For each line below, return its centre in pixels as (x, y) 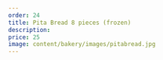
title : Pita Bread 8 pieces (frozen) (70, 23)
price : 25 (24, 37)
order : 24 (24, 15)
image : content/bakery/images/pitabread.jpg (82, 44)
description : (29, 30)
